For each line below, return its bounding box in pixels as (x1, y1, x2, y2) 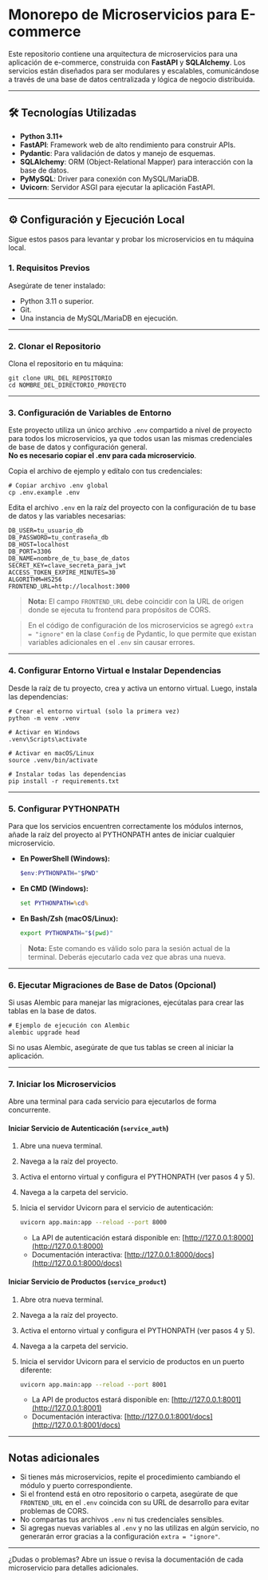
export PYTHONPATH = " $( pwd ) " (19, 929, 114, 937)
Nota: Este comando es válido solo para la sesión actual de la (27, 943, 231, 953)
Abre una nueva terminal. (19, 1141, 103, 1151)
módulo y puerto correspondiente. (19, 1481, 133, 1490)
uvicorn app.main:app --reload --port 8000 (19, 1219, 167, 1227)
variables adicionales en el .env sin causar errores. (27, 638, 195, 647)
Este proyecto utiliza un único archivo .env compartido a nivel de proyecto (8, 425, 253, 435)
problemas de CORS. (19, 1506, 89, 1516)
